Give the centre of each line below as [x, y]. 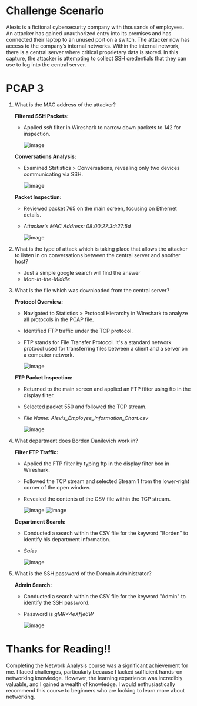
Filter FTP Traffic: [36, 452]
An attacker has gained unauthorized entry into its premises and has [89, 33]
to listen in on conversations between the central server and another [97, 255]
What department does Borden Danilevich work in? [76, 441]
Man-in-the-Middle [47, 279]
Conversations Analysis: [45, 156]
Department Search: [40, 521]
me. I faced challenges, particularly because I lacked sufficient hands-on [94, 671]
